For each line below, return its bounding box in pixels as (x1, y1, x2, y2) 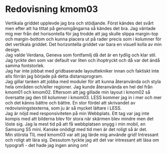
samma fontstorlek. (5, 62, 45, 68)
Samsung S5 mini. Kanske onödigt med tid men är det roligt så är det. (5, 126, 148, 132)
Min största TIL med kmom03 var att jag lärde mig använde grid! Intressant (5, 131, 159, 137)
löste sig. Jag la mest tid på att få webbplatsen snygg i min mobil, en (5, 121, 146, 127)
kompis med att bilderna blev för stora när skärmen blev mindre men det (5, 115, 154, 121)
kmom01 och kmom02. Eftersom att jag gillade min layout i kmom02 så (5, 89, 151, 95)
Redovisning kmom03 (5, 3, 98, 15)
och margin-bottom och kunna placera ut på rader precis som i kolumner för (5, 36, 162, 42)
